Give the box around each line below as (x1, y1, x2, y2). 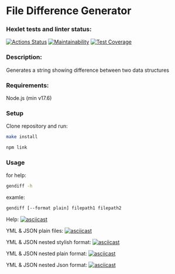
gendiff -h (6, 183, 33, 189)
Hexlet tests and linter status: (6, 25, 92, 34)
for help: (6, 172, 26, 179)
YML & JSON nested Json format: (6, 262, 88, 269)
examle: (6, 194, 25, 201)
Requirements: (6, 81, 49, 89)
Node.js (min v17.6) (6, 95, 52, 102)
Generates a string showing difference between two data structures (6, 66, 170, 73)
